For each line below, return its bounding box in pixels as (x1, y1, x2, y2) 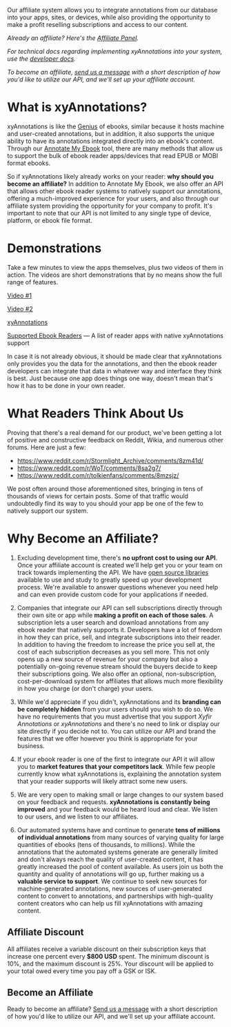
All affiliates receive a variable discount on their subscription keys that (7, 945, 207, 953)
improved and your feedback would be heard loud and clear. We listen (17, 805, 218, 813)
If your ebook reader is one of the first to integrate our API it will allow (17, 755, 215, 763)
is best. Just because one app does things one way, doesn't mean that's (7, 374, 213, 382)
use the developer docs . (7, 55, 76, 63)
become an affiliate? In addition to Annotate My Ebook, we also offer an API (7, 179, 224, 188)
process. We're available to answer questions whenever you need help (17, 583, 219, 591)
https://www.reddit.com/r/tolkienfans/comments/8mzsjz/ (17, 471, 179, 479)
